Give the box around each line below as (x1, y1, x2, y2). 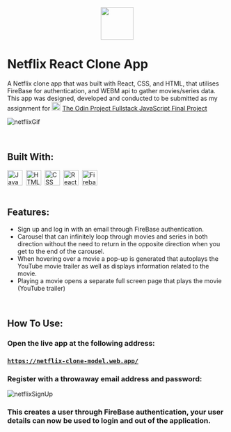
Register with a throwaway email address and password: (7, 374, 202, 383)
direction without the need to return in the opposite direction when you (17, 239, 221, 248)
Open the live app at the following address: (7, 338, 155, 348)
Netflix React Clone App (7, 56, 148, 72)
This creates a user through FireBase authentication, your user (7, 407, 224, 417)
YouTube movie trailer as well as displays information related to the (17, 262, 209, 270)
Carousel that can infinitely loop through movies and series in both (17, 232, 208, 241)
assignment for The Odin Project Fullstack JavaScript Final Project (7, 104, 207, 112)
